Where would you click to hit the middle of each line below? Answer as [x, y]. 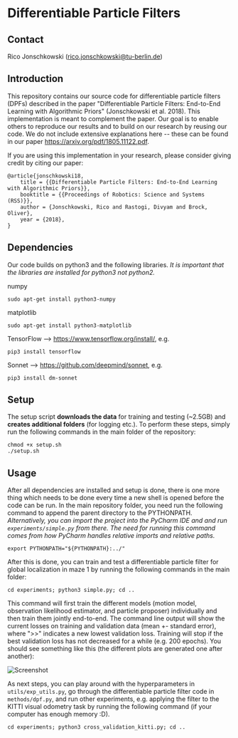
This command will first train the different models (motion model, [102, 603]
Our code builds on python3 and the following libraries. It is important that [116, 264]
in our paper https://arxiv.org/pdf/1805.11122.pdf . [78, 141]
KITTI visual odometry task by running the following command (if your [110, 707]
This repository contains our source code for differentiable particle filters [114, 96]
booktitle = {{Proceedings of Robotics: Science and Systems [112, 194]
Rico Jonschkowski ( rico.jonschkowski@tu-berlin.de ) [85, 56]
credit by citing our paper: [45, 162]
